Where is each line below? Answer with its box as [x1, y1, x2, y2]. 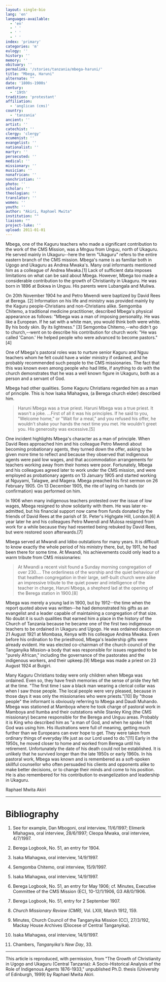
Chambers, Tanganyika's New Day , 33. [12, 941, 93, 947]
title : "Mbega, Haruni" [5, 72, 55, 76]
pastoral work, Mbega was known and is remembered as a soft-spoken [5, 756, 150, 762]
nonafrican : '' [5, 172, 37, 178]
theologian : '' [5, 190, 37, 195]
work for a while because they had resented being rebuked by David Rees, [5, 524, 157, 529]
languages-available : [5, 16, 50, 21]
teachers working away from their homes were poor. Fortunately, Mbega [5, 462, 153, 468]
